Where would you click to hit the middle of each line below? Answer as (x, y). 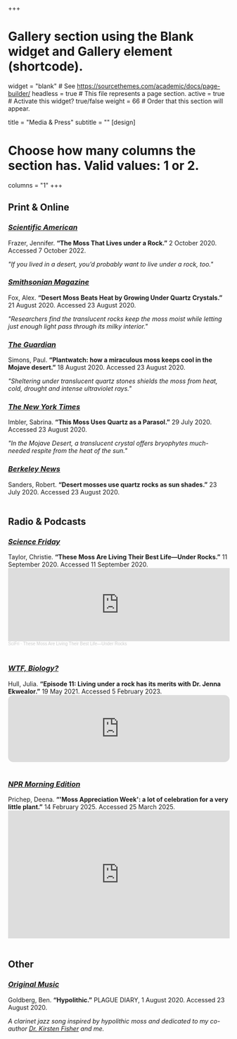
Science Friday (34, 542)
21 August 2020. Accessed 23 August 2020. (72, 305)
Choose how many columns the (102, 151)
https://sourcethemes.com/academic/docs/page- (149, 86)
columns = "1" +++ (35, 185)
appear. (19, 108)
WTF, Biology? (33, 669)
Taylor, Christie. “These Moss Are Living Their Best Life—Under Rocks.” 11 (118, 557)
